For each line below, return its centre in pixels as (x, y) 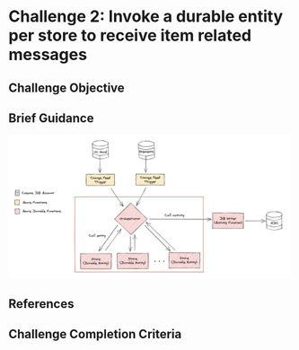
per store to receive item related (130, 35)
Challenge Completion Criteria (95, 334)
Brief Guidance (51, 118)
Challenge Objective (66, 87)
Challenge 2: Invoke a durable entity (146, 17)
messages (48, 55)
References (41, 304)
